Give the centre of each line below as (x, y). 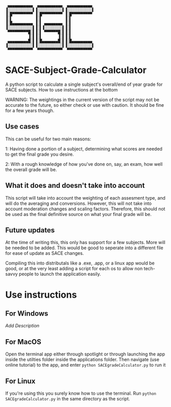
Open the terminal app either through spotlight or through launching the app (85, 354)
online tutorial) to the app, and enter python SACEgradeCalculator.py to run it (86, 365)
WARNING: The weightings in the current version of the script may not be (82, 100)
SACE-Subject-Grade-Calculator (76, 70)
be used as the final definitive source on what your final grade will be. (78, 214)
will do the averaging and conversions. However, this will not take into (79, 203)
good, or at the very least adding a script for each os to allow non (74, 269)
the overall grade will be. (31, 170)
